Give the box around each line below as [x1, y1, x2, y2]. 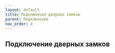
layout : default [5, 7, 40, 12]
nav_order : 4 [5, 21, 33, 26]
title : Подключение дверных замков [5, 12, 81, 17]
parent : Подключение [5, 16, 49, 21]
